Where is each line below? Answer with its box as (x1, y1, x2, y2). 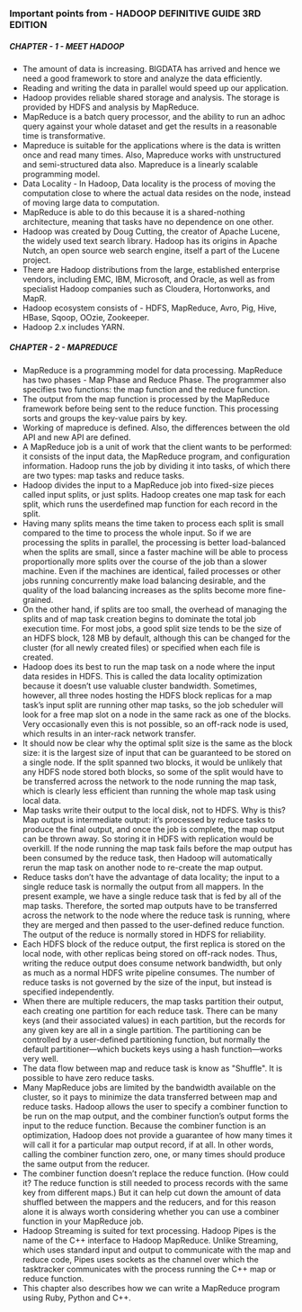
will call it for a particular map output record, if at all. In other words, (22, 1139, 274, 1150)
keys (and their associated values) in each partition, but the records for (22, 1015, 286, 1026)
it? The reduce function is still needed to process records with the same (22, 1177, 289, 1188)
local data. (22, 795, 61, 805)
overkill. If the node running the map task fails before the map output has (22, 842, 293, 853)
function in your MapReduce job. (22, 1216, 144, 1227)
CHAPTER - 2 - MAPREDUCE (9, 342, 119, 353)
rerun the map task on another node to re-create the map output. (22, 862, 263, 873)
